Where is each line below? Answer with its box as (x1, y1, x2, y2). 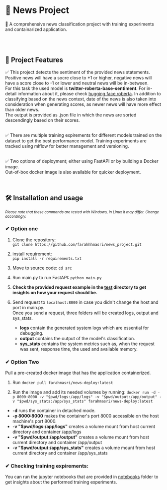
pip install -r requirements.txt (12, 256, 82, 261)
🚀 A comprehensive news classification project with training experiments (5, 21, 154, 27)
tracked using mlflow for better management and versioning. (5, 143, 129, 149)
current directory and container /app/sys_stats (12, 450, 108, 456)
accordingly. (5, 214, 26, 219)
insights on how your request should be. (12, 289, 98, 295)
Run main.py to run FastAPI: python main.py (12, 274, 102, 280)
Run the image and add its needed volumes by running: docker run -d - (12, 389, 161, 395)
